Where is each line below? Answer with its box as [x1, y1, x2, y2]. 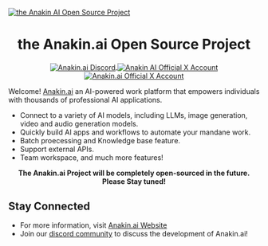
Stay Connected [8, 200, 90, 213]
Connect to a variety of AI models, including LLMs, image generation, [19, 110, 248, 119]
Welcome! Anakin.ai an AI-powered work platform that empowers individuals [8, 86, 260, 96]
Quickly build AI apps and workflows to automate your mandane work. [19, 127, 251, 137]
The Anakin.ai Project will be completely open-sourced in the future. [18, 168, 250, 178]
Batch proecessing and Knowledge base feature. [19, 135, 181, 145]
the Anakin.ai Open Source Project [17, 36, 251, 53]
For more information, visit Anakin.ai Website [19, 221, 167, 230]
